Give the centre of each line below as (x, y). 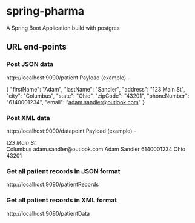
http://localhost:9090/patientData (48, 213)
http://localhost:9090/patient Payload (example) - (68, 78)
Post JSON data (30, 64)
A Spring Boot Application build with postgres (63, 28)
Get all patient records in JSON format (63, 171)
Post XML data (28, 118)
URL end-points (36, 47)
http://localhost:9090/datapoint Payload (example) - (71, 131)
